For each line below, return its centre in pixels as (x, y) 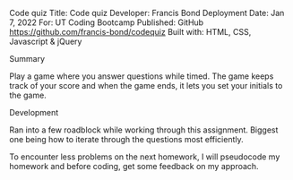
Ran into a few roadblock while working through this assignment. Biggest (144, 130)
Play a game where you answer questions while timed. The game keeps (142, 76)
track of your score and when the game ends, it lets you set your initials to (146, 86)
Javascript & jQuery (46, 41)
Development (34, 112)
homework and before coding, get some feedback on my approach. (134, 166)
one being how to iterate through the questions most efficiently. (126, 139)
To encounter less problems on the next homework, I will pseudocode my (145, 157)
